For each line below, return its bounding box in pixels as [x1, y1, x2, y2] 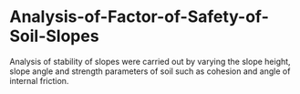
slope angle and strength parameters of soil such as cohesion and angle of [9, 66, 291, 77]
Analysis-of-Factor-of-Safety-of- [9, 6, 269, 27]
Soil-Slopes [9, 26, 99, 47]
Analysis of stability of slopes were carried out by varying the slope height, [9, 56, 291, 67]
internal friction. [9, 75, 69, 86]
